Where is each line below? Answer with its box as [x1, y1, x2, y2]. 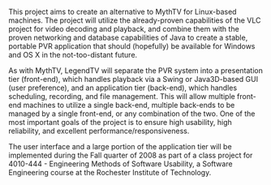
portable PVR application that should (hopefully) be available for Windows [8, 41, 256, 51]
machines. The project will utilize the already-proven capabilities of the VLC [8, 15, 261, 25]
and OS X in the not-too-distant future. [8, 50, 138, 59]
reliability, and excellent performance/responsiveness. [8, 126, 190, 136]
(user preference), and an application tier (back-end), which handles [8, 83, 238, 92]
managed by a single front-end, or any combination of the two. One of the [8, 109, 256, 118]
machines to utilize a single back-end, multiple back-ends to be [23, 101, 235, 110]
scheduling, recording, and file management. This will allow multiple [8, 92, 235, 101]
